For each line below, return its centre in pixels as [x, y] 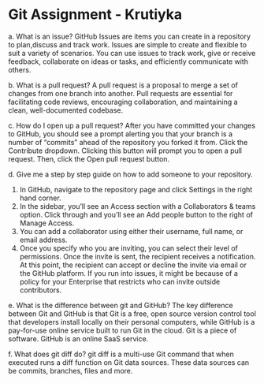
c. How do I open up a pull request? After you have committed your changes [132, 125]
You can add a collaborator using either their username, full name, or [131, 231]
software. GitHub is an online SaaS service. [78, 338]
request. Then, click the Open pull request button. [89, 158]
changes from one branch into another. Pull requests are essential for [121, 93]
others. [20, 69]
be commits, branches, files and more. [71, 370]
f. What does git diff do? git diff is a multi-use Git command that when [121, 354]
